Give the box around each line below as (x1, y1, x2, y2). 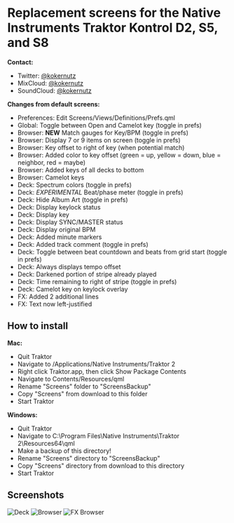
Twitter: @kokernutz (17, 72, 76, 80)
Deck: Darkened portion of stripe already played (17, 270, 157, 278)
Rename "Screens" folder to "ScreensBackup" (17, 382, 151, 390)
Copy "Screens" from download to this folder (17, 389, 148, 398)
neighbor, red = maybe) (17, 158, 86, 166)
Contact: (7, 57, 34, 66)
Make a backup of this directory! (17, 447, 112, 455)
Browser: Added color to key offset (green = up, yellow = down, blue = (17, 151, 221, 159)
